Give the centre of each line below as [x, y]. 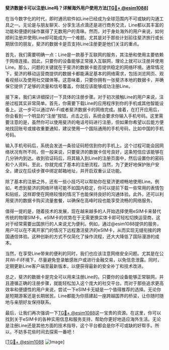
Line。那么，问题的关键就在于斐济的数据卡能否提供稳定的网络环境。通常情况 [84, 67]
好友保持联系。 [38, 302]
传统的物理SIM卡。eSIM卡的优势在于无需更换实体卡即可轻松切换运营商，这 [83, 217]
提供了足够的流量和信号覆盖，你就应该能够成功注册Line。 [73, 86]
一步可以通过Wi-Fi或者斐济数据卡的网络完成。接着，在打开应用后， [92, 110]
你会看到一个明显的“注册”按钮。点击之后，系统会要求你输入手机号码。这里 [82, 116]
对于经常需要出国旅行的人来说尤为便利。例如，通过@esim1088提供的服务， [83, 224]
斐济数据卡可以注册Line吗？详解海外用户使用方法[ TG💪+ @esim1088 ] [77, 8]
